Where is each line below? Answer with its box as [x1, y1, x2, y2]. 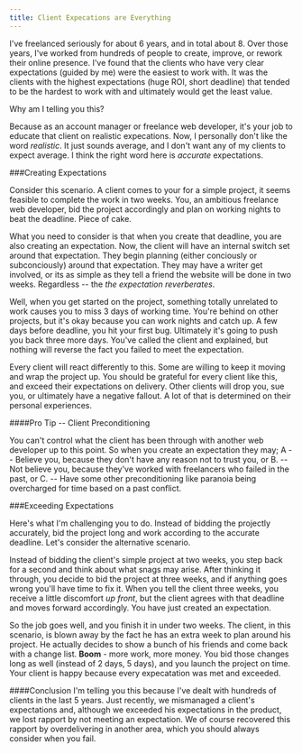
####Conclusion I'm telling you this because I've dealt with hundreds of [9, 684, 277, 695]
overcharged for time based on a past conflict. [9, 482, 182, 493]
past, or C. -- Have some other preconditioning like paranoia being [9, 473, 257, 483]
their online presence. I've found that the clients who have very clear [9, 57, 264, 68]
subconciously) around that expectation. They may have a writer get [9, 259, 263, 271]
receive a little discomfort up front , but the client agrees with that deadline [9, 592, 285, 603]
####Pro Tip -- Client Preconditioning [9, 417, 151, 428]
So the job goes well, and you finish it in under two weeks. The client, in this [9, 620, 291, 630]
